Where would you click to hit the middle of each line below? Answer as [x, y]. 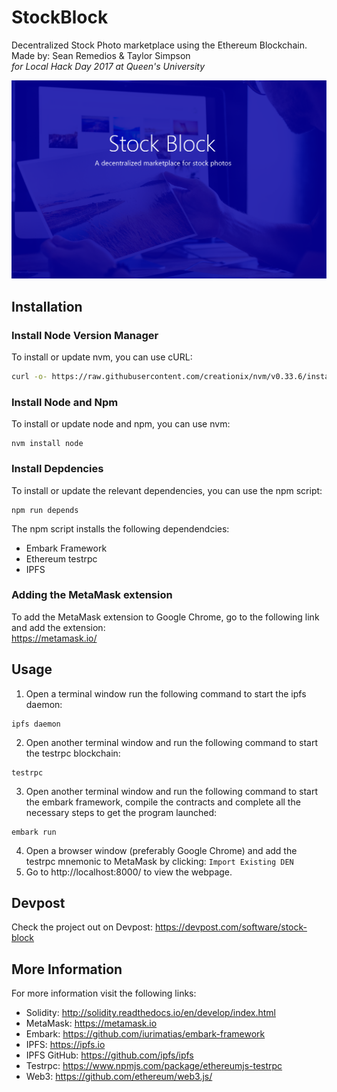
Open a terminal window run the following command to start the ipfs [166, 693]
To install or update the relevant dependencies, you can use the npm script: [167, 490]
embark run [34, 832]
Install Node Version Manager [85, 335]
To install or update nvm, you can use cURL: [102, 357]
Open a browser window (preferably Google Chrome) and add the [161, 850]
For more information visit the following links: [104, 993]
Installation [47, 306]
